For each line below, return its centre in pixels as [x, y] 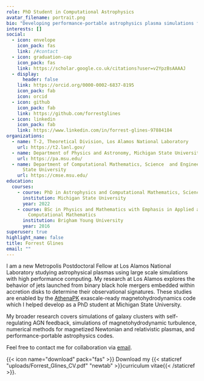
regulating [19, 323]
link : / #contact [38, 52]
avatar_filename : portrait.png [46, 18]
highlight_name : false [35, 237]
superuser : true [27, 232]
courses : [23, 187]
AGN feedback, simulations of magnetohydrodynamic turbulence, [115, 323]
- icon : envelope [34, 40]
